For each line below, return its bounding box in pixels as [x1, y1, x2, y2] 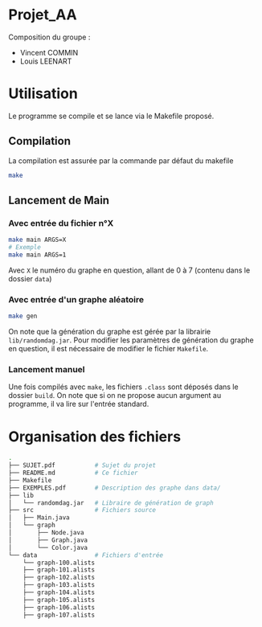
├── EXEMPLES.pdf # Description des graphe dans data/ [8, 484, 221, 492]
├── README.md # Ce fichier [8, 469, 138, 477]
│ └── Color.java [8, 543, 88, 551]
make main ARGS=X [8, 236, 67, 244]
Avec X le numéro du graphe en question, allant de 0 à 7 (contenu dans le [8, 265, 251, 275]
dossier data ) [8, 273, 52, 283]
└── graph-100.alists [23, 559, 95, 567]
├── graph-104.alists [23, 588, 95, 596]
